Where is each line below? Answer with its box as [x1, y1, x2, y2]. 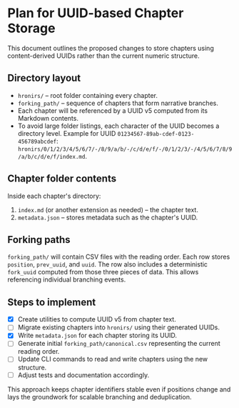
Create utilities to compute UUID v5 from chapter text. [17, 315, 176, 324]
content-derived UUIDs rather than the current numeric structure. [7, 51, 200, 60]
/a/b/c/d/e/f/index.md [17, 153, 86, 160]
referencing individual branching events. [7, 275, 126, 284]
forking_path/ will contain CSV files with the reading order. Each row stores [7, 252, 230, 262]
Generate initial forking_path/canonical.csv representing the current [17, 339, 221, 348]
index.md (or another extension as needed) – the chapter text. [17, 205, 198, 214]
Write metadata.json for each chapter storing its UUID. [17, 331, 177, 340]
